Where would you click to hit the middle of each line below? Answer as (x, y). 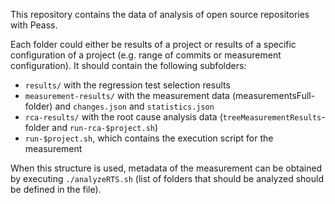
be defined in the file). (56, 189)
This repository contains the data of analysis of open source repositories (160, 14)
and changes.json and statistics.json (134, 106)
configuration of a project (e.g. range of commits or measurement (146, 55)
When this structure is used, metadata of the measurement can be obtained (166, 168)
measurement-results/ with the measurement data (127, 95)
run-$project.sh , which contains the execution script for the (149, 138)
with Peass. (34, 25)
